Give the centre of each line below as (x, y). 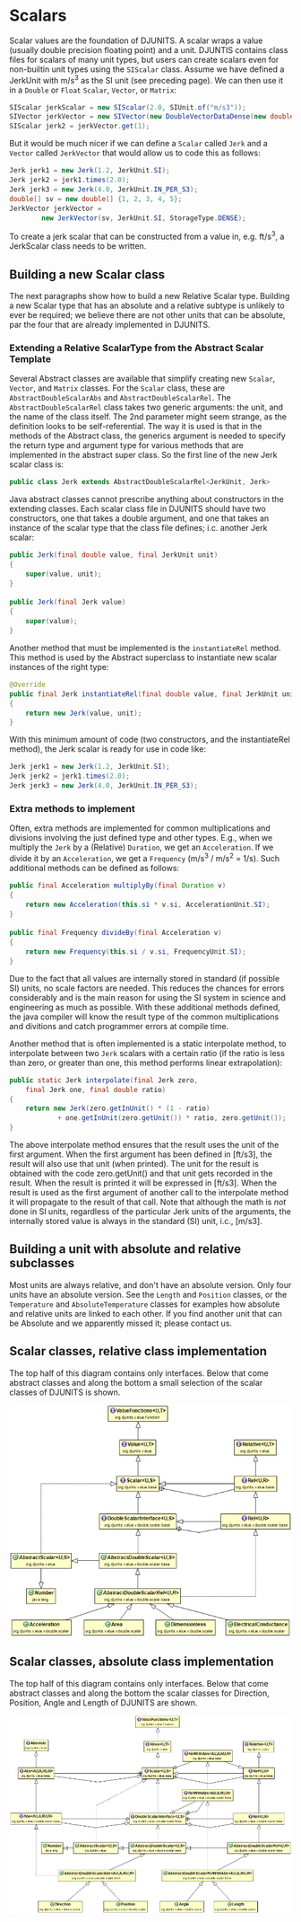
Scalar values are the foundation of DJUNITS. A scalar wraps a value (136, 40)
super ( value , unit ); (64, 574)
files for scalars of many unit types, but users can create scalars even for (144, 59)
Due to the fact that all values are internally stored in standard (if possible (145, 978)
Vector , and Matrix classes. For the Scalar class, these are (117, 388)
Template (30, 358)
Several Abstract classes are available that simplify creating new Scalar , (142, 379)
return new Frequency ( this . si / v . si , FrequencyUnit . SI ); (136, 952)
